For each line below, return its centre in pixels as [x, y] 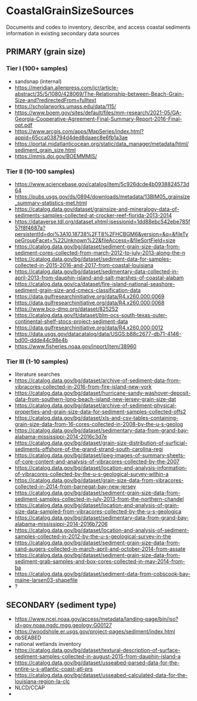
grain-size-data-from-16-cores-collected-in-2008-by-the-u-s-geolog [99, 424]
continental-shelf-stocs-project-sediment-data [71, 321]
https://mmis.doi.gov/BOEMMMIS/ [56, 156]
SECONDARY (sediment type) [61, 605]
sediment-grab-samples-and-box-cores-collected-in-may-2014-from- [100, 561]
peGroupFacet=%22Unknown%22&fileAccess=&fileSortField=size [95, 240]
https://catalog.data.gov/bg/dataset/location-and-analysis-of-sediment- [102, 530]
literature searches [37, 375]
